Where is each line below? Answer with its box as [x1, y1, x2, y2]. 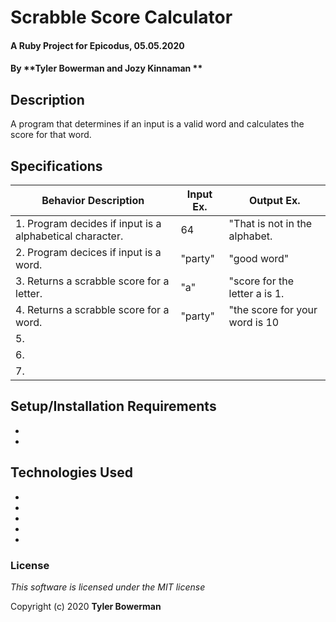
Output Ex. [248, 194, 301, 207]
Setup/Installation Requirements [10, 398, 217, 415]
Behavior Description [41, 194, 145, 207]
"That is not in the [228, 217, 313, 230]
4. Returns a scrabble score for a [15, 303, 170, 316]
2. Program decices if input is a [15, 246, 162, 259]
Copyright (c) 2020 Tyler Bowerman [10, 600, 162, 612]
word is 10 [228, 316, 280, 329]
